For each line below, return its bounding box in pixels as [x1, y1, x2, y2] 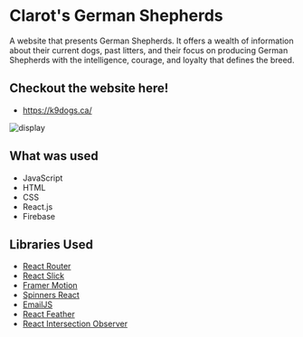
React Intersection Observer [22, 318, 128, 330]
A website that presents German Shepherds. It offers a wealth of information [9, 35, 294, 46]
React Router [22, 261, 71, 272]
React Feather [22, 309, 75, 320]
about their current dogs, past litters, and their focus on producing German [9, 44, 289, 55]
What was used [9, 148, 99, 164]
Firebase [22, 211, 56, 221]
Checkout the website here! [9, 80, 169, 96]
